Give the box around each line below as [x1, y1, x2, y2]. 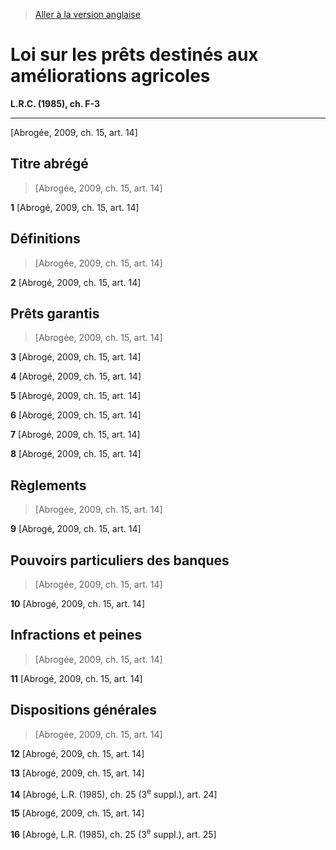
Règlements [10, 477, 87, 494]
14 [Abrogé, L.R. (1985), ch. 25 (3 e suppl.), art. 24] [10, 786, 218, 800]
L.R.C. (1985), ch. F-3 [10, 97, 101, 109]
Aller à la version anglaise [34, 9, 141, 20]
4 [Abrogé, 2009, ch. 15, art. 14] [10, 370, 142, 383]
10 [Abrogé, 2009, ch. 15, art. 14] [10, 598, 145, 609]
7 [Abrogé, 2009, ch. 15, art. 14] [10, 429, 141, 441]
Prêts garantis [10, 305, 100, 322]
